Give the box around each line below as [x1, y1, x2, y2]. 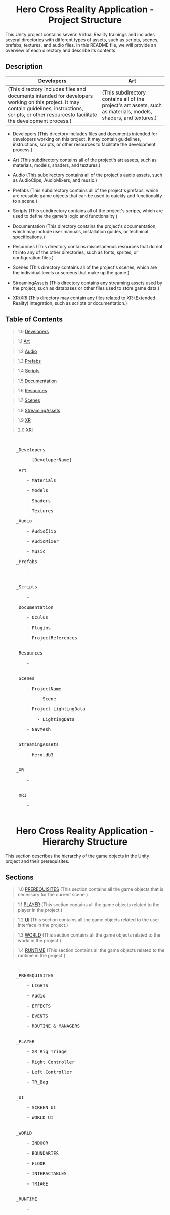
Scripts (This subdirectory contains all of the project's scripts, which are [12, 207, 163, 214]
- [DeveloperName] [26, 457, 72, 463]
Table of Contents [5, 315, 63, 324]
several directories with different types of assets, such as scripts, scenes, [5, 37, 159, 43]
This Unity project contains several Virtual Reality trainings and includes [5, 31, 155, 37]
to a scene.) [12, 198, 38, 204]
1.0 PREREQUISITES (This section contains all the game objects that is [17, 886, 163, 892]
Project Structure [48, 14, 122, 26]
